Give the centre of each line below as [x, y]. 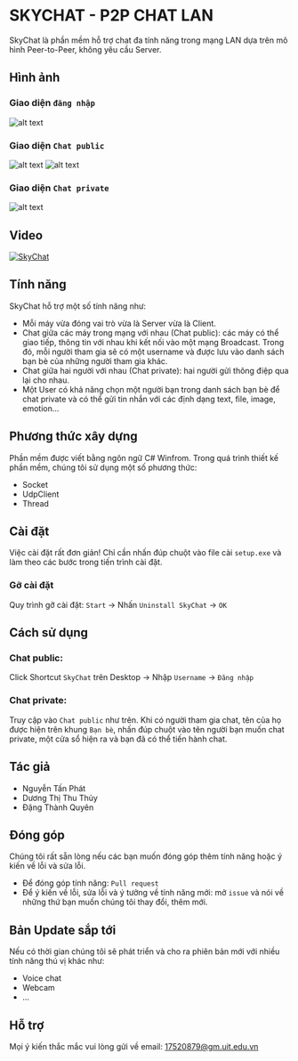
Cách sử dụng [49, 633]
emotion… [40, 408]
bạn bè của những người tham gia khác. [95, 360]
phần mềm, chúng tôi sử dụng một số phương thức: [103, 467]
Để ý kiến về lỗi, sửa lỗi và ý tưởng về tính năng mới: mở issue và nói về [153, 893]
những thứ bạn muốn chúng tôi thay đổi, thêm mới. [115, 902]
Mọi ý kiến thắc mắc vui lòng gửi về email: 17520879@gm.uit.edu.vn [134, 1046]
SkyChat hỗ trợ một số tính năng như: [78, 306]
